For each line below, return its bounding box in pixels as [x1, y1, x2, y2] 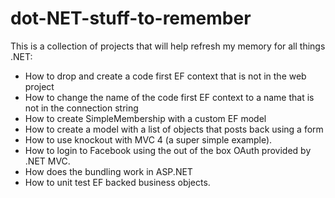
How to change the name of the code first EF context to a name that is [24, 91, 315, 103]
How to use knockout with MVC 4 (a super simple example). [24, 133, 273, 146]
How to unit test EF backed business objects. [24, 176, 211, 188]
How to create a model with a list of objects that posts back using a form [24, 123, 324, 135]
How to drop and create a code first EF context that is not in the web [24, 70, 307, 82]
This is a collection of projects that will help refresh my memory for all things [10, 40, 326, 52]
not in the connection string [24, 102, 139, 114]
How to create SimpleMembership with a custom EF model [24, 112, 267, 124]
